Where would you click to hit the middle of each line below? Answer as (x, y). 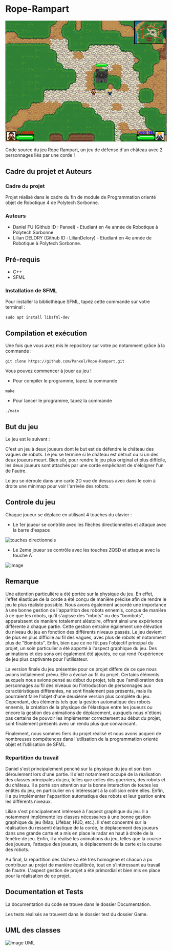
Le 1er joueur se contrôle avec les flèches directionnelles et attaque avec (90, 524)
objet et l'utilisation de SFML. (36, 744)
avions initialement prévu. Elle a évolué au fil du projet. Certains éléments (82, 674)
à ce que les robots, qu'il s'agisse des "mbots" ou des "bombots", (75, 615)
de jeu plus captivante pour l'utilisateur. (47, 659)
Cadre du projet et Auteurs (49, 171)
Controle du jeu (30, 502)
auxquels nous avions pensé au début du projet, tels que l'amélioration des (84, 680)
